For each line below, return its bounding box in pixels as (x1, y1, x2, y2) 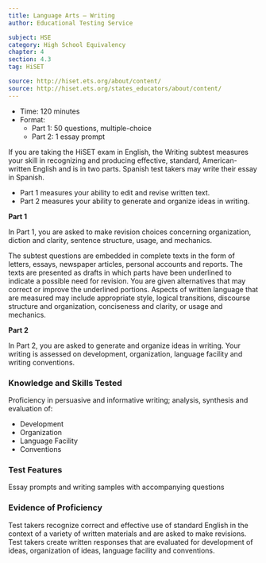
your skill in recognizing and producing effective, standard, (8, 156, 201, 165)
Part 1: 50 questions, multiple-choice (31, 123, 152, 133)
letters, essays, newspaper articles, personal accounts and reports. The (8, 259, 244, 268)
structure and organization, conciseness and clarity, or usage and (8, 301, 223, 310)
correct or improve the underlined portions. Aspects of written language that (8, 284, 259, 294)
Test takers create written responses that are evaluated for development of (8, 537, 253, 546)
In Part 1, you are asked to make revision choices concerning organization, (8, 227, 252, 237)
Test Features (8, 464, 63, 475)
